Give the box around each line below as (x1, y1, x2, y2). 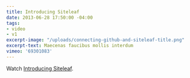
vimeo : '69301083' (6, 48, 52, 54)
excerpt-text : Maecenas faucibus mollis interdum (6, 43, 134, 49)
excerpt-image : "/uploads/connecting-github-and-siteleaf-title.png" (6, 37, 185, 43)
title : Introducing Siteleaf (6, 8, 80, 15)
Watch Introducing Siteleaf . (6, 65, 74, 72)
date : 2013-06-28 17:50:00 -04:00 (6, 15, 93, 21)
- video (6, 25, 26, 32)
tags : (6, 20, 20, 26)
